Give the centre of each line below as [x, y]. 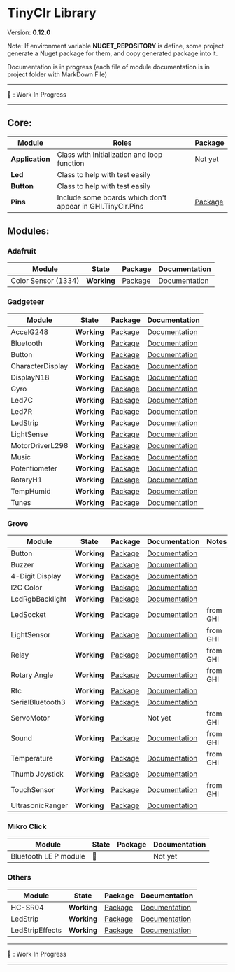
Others [19, 877]
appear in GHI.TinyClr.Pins [100, 206]
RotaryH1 [27, 480]
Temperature [32, 758]
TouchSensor [33, 790]
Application [30, 159]
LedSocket [29, 615]
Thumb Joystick [37, 774]
